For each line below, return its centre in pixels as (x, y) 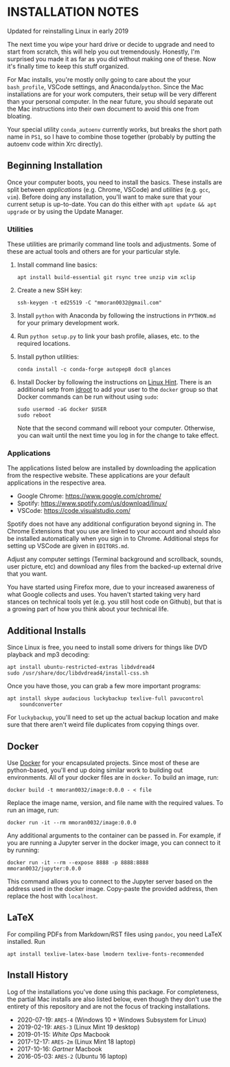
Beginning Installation (55, 166)
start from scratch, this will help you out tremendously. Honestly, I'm (104, 52)
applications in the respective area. (57, 483)
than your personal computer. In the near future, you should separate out (110, 101)
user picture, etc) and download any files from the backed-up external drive (114, 566)
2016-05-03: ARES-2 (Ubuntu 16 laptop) (72, 1056)
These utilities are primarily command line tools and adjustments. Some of (112, 244)
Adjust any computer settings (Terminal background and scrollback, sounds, (115, 559)
